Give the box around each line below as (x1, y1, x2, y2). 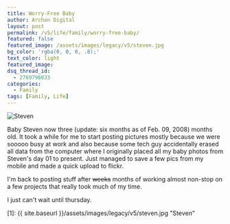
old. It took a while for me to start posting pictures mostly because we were (7, 133, 221, 141)
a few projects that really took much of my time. (7, 183, 142, 190)
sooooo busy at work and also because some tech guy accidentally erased (7, 140, 220, 148)
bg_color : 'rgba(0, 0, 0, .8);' (7, 49, 100, 56)
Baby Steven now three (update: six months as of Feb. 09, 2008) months (7, 125, 213, 133)
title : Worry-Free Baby (7, 10, 76, 17)
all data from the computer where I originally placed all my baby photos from (7, 147, 224, 155)
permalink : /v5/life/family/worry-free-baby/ (7, 29, 139, 36)
